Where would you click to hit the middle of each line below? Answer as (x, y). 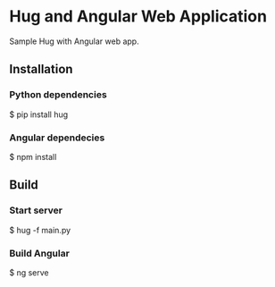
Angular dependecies (57, 138)
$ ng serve (29, 272)
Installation (41, 69)
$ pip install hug (39, 114)
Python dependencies (58, 95)
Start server (36, 210)
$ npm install (33, 156)
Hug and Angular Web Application (138, 17)
